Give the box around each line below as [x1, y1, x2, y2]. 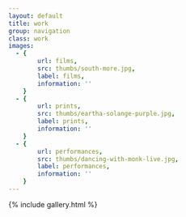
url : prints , [37, 102, 82, 110]
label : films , [37, 72, 85, 80]
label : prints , [37, 117, 89, 126]
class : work [8, 34, 49, 43]
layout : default [8, 11, 63, 20]
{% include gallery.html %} [8, 199, 98, 209]
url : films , [37, 57, 78, 66]
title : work [8, 19, 49, 28]
